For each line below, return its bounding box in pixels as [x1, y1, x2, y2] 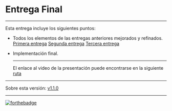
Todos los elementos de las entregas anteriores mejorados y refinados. [12, 35, 163, 41]
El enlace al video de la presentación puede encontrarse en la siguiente [12, 65, 164, 71]
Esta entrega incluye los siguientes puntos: [5, 25, 96, 31]
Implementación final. [12, 50, 59, 57]
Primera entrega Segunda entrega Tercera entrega [12, 40, 119, 46]
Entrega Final [5, 4, 62, 15]
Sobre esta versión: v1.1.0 [5, 85, 59, 91]
